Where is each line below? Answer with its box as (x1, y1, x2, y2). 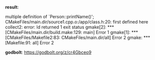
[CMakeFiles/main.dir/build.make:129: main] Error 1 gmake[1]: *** (5, 30, 138, 35)
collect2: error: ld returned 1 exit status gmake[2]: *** (5, 24, 114, 30)
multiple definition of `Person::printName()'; (5, 14, 94, 19)
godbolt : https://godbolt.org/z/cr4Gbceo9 (5, 49, 92, 55)
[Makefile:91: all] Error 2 (5, 40, 54, 46)
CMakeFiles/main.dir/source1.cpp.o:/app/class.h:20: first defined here (5, 19, 149, 25)
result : (5, 4, 19, 10)
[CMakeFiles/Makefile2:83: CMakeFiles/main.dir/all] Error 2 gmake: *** (5, 34, 151, 40)
